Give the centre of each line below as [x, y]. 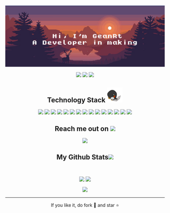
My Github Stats [82, 157]
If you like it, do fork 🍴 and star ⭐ [85, 205]
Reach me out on [82, 128]
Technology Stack [76, 100]
